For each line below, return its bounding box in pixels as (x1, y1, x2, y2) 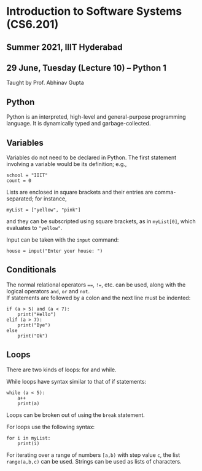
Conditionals (6, 264, 56, 275)
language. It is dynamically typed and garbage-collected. (6, 120, 151, 127)
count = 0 (6, 178, 32, 184)
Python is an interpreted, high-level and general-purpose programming (6, 113, 186, 121)
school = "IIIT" (6, 172, 48, 179)
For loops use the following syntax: (6, 423, 95, 430)
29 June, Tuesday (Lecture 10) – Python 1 (6, 63, 167, 73)
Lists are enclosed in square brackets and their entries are (6, 189, 153, 196)
